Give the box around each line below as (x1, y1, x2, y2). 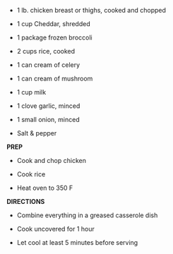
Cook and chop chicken (16, 157, 86, 164)
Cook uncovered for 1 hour (16, 225, 95, 233)
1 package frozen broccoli (16, 33, 93, 42)
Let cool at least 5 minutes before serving (16, 238, 138, 246)
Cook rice (16, 170, 46, 179)
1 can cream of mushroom (16, 74, 93, 83)
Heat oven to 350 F (16, 183, 73, 192)
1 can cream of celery (16, 61, 80, 69)
